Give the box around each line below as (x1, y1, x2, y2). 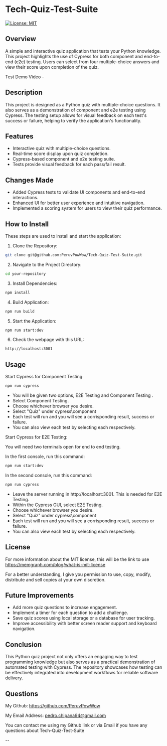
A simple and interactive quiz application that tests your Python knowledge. (5, 48, 161, 54)
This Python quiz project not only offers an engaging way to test (5, 654, 138, 660)
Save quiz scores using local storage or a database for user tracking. (12, 615, 155, 621)
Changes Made (5, 176, 54, 184)
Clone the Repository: (12, 243, 58, 249)
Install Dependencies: (12, 280, 58, 286)
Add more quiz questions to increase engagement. (12, 605, 117, 611)
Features (5, 132, 34, 140)
